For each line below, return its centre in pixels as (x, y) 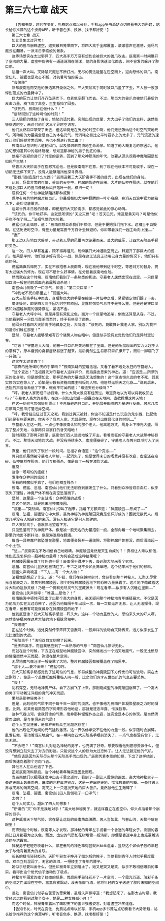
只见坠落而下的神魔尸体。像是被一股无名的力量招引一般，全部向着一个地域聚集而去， (85, 530)
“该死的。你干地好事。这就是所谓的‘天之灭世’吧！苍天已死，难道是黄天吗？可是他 (83, 214)
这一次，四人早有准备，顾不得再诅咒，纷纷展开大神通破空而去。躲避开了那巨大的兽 (83, 251)
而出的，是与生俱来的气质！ (33, 719)
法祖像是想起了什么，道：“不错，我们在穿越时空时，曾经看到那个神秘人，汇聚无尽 (82, 577)
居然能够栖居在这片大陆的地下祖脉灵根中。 (42, 619)
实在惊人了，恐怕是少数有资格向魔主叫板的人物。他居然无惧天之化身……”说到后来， (87, 382)
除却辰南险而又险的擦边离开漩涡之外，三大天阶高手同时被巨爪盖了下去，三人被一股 (83, 88)
